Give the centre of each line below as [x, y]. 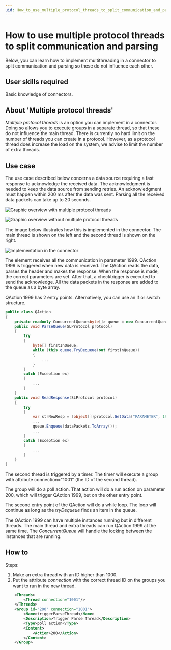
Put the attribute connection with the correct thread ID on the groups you [89, 580]
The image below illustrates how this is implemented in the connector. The [83, 230]
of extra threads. [23, 150]
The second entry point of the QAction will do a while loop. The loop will [81, 505]
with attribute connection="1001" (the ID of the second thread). [71, 479]
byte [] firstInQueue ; [55, 346]
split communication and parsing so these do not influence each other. [79, 66]
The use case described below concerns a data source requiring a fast [79, 178]
